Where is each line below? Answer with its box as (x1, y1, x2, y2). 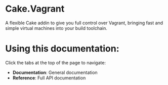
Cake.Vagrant (5, 3, 65, 15)
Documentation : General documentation (12, 69, 98, 75)
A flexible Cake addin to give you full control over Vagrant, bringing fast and (5, 20, 163, 26)
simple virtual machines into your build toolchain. (5, 25, 107, 31)
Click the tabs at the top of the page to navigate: (5, 59, 106, 66)
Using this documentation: (5, 43, 120, 55)
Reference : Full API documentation (12, 74, 86, 81)
